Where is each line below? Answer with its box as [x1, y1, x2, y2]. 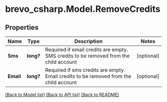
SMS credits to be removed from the [45, 52, 130, 59]
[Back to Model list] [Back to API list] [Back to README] [5, 92, 119, 98]
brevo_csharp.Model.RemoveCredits [5, 3, 161, 15]
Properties [5, 23, 39, 32]
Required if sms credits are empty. [45, 67, 125, 73]
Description [74, 38, 103, 45]
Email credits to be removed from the [45, 73, 132, 80]
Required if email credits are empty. [45, 46, 128, 53]
